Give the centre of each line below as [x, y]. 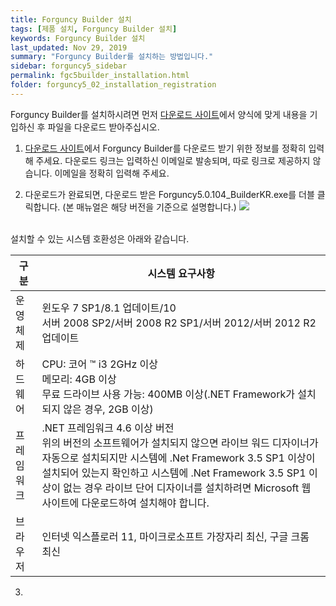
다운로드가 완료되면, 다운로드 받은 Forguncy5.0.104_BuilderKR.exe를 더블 [169, 194]
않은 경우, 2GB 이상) [108, 409]
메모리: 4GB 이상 [79, 379]
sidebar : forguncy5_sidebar [69, 66]
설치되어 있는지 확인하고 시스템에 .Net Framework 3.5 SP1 [174, 473]
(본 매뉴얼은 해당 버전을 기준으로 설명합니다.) [149, 207]
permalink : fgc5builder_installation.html [100, 76]
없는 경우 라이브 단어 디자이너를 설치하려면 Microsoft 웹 [187, 488]
